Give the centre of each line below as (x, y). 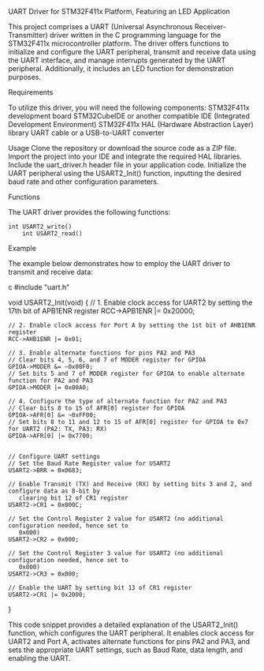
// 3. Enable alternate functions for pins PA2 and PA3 (102, 353)
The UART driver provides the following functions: (89, 212)
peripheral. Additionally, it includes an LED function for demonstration (121, 69)
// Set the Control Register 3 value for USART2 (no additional (116, 553)
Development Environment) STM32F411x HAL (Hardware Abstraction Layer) (131, 124)
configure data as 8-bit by (54, 491)
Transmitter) (28, 35)
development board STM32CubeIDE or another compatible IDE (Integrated (129, 116)
